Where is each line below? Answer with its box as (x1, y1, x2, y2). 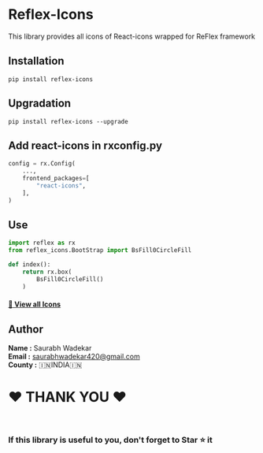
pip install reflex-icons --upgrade (8, 117, 128, 125)
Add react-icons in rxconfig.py (8, 139, 163, 152)
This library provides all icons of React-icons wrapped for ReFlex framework (8, 32, 256, 41)
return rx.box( (22, 268, 72, 277)
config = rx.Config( (8, 160, 76, 168)
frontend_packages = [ (22, 175, 90, 183)
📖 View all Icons (8, 299, 61, 309)
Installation (8, 54, 65, 68)
